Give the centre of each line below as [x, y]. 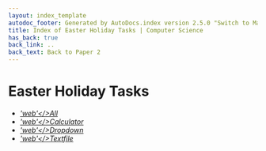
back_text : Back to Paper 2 [55, 52]
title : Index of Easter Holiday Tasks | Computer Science [106, 30]
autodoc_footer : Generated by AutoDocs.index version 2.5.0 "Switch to [129, 23]
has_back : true [33, 38]
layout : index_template [47, 15]
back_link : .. [32, 45]
